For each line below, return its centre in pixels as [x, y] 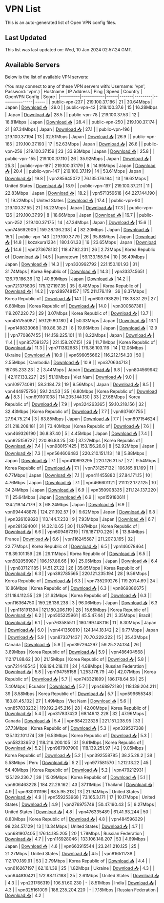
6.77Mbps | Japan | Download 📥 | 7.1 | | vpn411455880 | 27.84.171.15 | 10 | [79, 475]
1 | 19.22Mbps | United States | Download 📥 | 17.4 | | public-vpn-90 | [74, 200]
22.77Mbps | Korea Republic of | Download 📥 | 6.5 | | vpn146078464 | [76, 546]
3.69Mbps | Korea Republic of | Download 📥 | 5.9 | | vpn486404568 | [75, 652]
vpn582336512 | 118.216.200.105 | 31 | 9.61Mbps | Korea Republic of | [74, 742]
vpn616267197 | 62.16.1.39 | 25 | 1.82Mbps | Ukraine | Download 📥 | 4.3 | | [80, 868]
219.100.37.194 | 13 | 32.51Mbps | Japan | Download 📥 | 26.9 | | [68, 136]
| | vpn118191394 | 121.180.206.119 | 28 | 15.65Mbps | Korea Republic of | [77, 610]
